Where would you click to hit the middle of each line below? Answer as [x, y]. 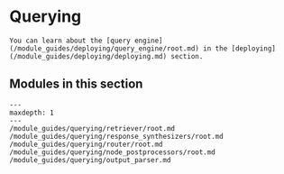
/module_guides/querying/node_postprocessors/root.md [113, 152]
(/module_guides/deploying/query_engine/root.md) [105, 48]
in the [215, 48]
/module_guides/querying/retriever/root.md [92, 128]
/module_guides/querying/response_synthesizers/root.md [116, 136]
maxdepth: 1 [32, 113]
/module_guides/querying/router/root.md [87, 144]
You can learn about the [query [70, 41]
